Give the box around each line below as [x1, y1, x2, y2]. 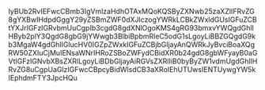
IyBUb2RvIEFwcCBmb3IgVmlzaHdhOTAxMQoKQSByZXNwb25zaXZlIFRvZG [8, 7, 256, 16]
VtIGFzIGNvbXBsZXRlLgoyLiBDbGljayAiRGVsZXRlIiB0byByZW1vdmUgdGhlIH [8, 56, 258, 66]
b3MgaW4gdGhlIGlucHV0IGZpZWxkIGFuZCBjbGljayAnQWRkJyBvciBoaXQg [8, 40, 256, 49]
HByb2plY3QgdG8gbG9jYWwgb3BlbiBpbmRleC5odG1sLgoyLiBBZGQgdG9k [8, 31, 256, 41]
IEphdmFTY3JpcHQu [8, 74, 78, 82]
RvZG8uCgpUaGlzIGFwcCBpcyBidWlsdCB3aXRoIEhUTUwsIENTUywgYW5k [8, 65, 256, 74]
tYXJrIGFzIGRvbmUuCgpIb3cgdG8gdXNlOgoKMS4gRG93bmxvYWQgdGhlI [8, 23, 255, 32]
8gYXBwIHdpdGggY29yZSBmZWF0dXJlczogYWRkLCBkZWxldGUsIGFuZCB [8, 15, 257, 24]
